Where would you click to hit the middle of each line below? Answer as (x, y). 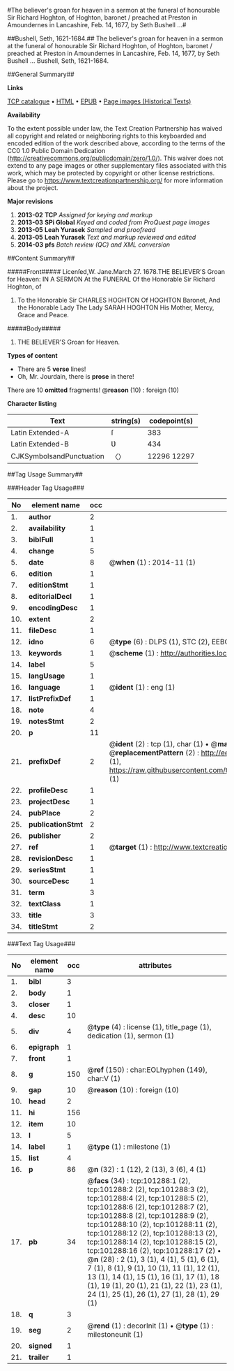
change (41, 551)
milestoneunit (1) (115, 1334)
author (40, 517)
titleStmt (43, 927)
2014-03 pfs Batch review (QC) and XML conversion (94, 245)
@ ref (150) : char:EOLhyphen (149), (147, 1070)
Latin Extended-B (40, 444)
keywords (46, 653)
